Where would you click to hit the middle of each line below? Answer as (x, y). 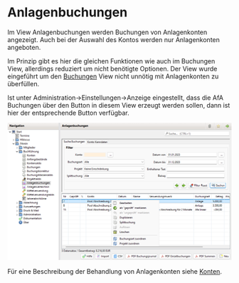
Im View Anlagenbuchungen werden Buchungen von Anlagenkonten (107, 32)
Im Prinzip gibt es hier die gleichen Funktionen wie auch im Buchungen (111, 61)
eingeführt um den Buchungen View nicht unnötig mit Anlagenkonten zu (113, 76)
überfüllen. (23, 83)
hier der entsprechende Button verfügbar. (68, 113)
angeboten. (24, 47)
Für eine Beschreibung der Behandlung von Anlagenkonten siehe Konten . (115, 271)
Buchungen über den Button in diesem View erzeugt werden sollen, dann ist (119, 105)
